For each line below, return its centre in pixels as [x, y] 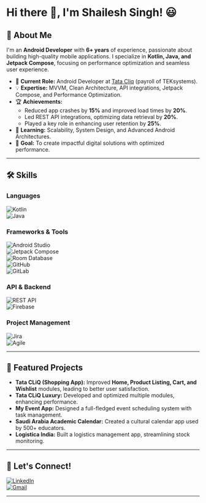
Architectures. [33, 136]
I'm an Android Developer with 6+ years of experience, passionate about [99, 50]
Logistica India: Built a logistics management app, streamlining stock [102, 434]
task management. [39, 415]
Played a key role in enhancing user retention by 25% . [93, 123]
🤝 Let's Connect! [39, 466]
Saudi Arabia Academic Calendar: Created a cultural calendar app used [107, 421]
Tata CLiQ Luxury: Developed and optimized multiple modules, [95, 396]
